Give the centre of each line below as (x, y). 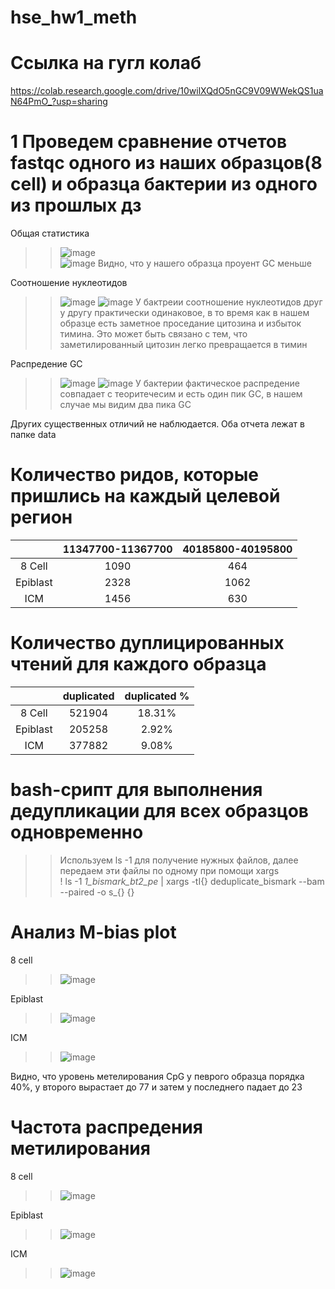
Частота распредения (106, 1127)
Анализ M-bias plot (93, 932)
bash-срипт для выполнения (136, 790)
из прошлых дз (76, 205)
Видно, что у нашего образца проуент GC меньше (204, 263)
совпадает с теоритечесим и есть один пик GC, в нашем (181, 394)
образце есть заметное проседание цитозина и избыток (180, 323)
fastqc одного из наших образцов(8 (166, 163)
